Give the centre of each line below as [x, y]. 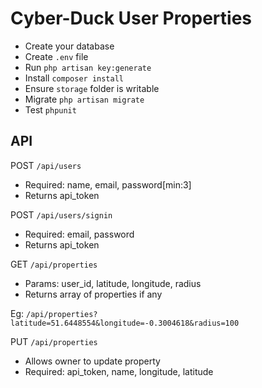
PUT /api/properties [54, 341]
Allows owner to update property [92, 361]
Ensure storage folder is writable [92, 88]
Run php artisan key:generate [88, 67]
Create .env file [56, 56]
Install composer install [74, 78]
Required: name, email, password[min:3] [108, 184]
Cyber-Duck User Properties [131, 18]
